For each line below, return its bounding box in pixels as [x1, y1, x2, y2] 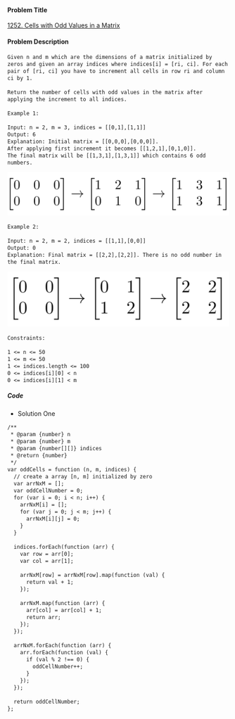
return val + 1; [25, 578, 74, 585]
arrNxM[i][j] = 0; [25, 515, 80, 522]
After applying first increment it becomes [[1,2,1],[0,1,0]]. [7, 145, 197, 153]
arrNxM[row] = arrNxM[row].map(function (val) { [20, 571, 165, 578]
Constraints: [7, 334, 46, 341]
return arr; [25, 613, 61, 621]
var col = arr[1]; [20, 557, 74, 564]
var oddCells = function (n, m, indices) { [7, 466, 137, 473]
